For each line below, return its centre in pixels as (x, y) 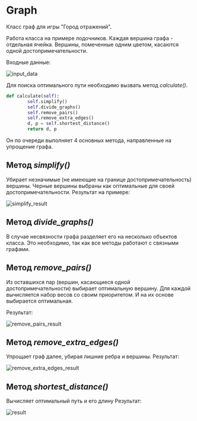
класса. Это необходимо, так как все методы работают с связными (93, 243)
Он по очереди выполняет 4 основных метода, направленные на (89, 140)
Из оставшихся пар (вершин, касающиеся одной (68, 282)
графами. (18, 249)
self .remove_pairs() (53, 113)
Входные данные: (28, 62)
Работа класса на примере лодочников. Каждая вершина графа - (90, 38)
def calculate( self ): (33, 96)
